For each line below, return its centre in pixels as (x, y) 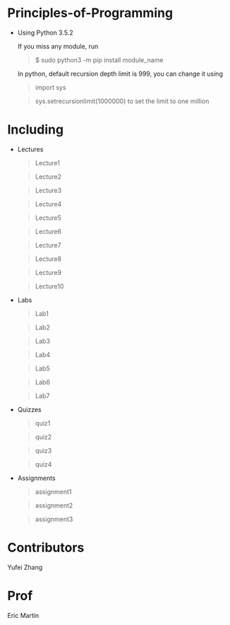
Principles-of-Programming (90, 13)
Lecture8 (48, 259)
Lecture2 (48, 176)
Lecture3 (48, 190)
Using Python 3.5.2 (45, 33)
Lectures (30, 149)
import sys (50, 87)
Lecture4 (48, 204)
